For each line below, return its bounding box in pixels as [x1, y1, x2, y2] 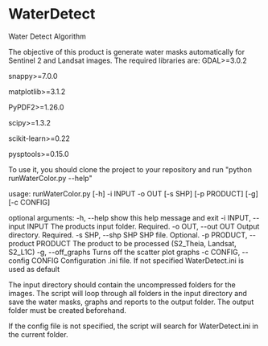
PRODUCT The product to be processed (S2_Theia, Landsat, [35, 238, 237, 248]
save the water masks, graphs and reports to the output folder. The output [8, 297, 254, 307]
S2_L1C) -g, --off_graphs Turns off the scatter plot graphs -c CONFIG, [8, 247, 241, 257]
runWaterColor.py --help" [8, 173, 93, 183]
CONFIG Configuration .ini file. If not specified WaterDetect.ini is [31, 255, 244, 266]
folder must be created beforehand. [8, 305, 127, 315]
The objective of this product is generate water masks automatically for [8, 47, 245, 56]
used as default [8, 264, 60, 274]
